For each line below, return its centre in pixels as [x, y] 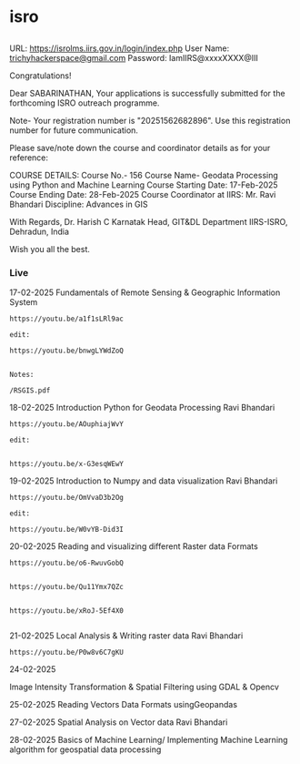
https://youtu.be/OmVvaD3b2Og [67, 497]
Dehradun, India [40, 231]
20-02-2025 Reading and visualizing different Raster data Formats [134, 546]
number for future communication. [74, 130]
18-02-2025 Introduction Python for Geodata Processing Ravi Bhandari [142, 407]
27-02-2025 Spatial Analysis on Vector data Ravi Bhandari [119, 722]
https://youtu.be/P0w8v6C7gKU [67, 652]
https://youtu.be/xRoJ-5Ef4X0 [67, 611]
